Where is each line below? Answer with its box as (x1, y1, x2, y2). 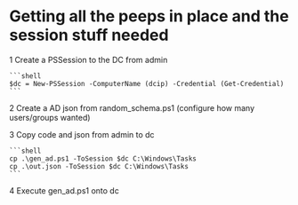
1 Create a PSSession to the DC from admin (9, 54, 168, 65)
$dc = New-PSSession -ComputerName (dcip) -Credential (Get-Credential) (9, 79, 285, 88)
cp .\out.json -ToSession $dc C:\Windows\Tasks (9, 162, 189, 170)
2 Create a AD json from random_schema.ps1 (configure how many (9, 102, 255, 113)
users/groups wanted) (9, 112, 91, 122)
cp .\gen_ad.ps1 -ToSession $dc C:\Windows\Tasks (9, 154, 197, 163)
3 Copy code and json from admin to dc (9, 129, 155, 139)
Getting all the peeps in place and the (9, 6, 289, 27)
